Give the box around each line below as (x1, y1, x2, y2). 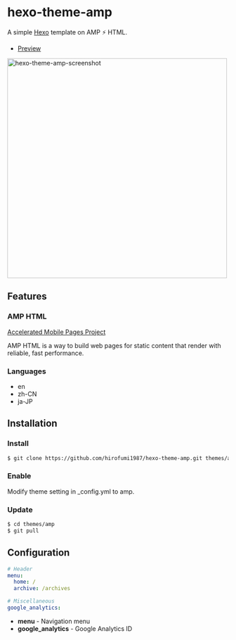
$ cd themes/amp (7, 521, 55, 528)
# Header (7, 565, 33, 572)
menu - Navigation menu (17, 617, 91, 625)
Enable (7, 471, 32, 481)
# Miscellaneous (7, 598, 55, 605)
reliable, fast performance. (7, 349, 84, 357)
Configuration (7, 546, 70, 559)
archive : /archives (13, 585, 71, 592)
